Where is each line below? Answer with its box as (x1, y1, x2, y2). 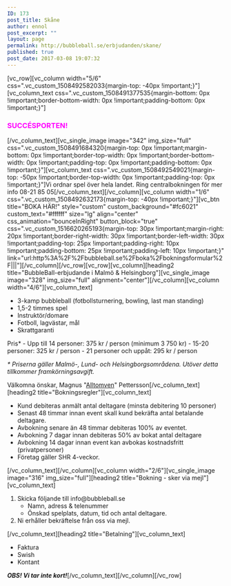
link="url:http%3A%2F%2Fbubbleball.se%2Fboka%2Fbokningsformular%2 (7, 254, 223, 263)
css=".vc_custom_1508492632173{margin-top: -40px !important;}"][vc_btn (7, 195, 220, 204)
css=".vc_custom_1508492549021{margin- (93, 166, 215, 174)
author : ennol (7, 23, 48, 30)
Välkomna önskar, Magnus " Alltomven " (7, 381, 117, 389)
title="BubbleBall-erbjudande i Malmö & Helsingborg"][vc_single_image (7, 269, 210, 277)
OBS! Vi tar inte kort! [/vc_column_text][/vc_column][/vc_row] (7, 571, 182, 580)
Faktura (17, 543, 39, 551)
